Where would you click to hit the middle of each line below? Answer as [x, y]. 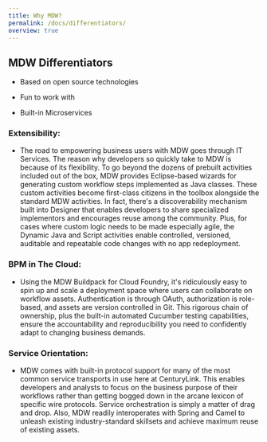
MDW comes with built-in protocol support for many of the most [125, 370]
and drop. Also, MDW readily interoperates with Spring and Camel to [132, 413]
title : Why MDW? [35, 16]
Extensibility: [35, 134]
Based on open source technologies [79, 82]
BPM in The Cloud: [45, 264]
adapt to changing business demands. [82, 332]
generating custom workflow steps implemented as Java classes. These [138, 185]
